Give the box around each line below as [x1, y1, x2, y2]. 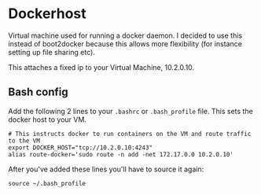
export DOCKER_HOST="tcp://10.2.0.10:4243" [8, 143, 153, 152]
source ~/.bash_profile [8, 179, 86, 187]
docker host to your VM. [8, 115, 86, 124]
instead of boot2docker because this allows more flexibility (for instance [8, 39, 242, 48]
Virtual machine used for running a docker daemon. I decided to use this [8, 31, 242, 40]
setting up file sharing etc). [8, 47, 96, 57]
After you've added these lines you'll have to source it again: [8, 164, 204, 174]
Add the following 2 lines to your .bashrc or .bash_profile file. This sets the [8, 106, 253, 116]
